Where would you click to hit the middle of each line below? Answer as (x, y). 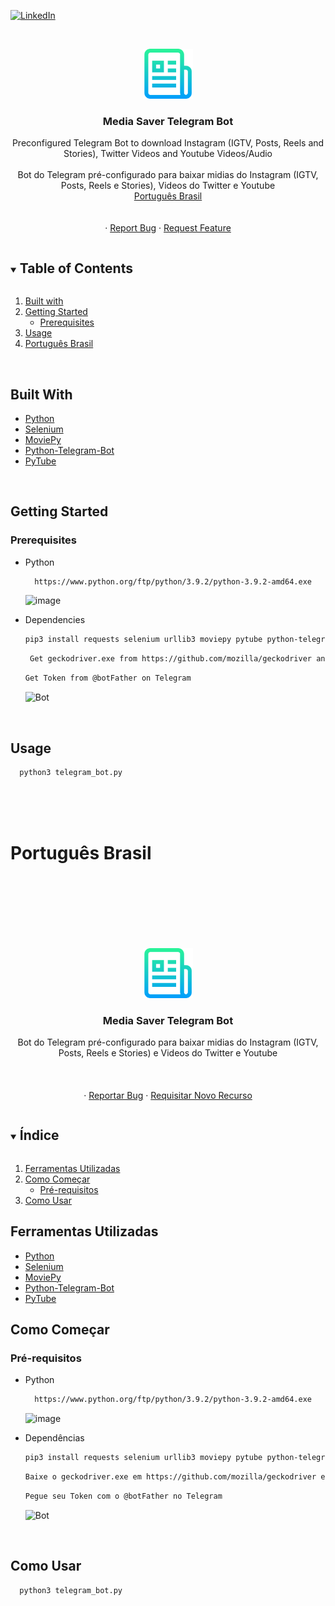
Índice (39, 1135)
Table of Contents (76, 268)
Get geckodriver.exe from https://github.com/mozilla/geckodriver (170, 659)
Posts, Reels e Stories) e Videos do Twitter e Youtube (168, 1053)
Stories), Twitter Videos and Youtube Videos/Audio (168, 154)
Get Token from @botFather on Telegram (108, 678)
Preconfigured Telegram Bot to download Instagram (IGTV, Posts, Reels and (168, 143)
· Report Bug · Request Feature (168, 228)
